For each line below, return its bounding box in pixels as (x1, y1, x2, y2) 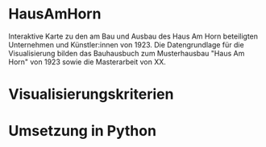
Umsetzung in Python (8, 122, 157, 141)
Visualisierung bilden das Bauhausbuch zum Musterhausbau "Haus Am (8, 48, 245, 58)
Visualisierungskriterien (8, 85, 174, 104)
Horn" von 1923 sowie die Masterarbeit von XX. (8, 57, 167, 67)
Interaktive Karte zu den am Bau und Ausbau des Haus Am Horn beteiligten (8, 31, 259, 41)
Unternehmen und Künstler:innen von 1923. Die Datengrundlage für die (8, 39, 244, 49)
